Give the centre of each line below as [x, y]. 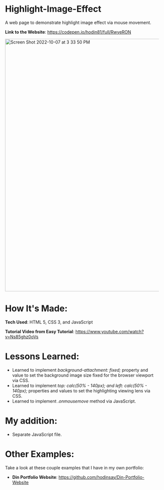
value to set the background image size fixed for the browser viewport [83, 375]
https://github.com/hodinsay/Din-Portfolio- [102, 477]
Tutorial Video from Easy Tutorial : [40, 331]
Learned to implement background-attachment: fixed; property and [80, 370]
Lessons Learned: [42, 356]
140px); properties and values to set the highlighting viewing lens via [81, 391]
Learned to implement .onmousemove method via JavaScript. [74, 401]
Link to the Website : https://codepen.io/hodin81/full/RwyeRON [68, 32]
